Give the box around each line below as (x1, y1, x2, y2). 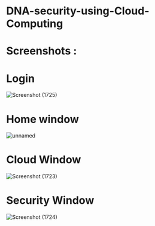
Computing (6, 17, 63, 30)
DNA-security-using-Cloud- (6, 4, 150, 18)
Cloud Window (6, 153, 81, 167)
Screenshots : (6, 44, 77, 58)
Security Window (6, 194, 95, 207)
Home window (6, 112, 80, 126)
